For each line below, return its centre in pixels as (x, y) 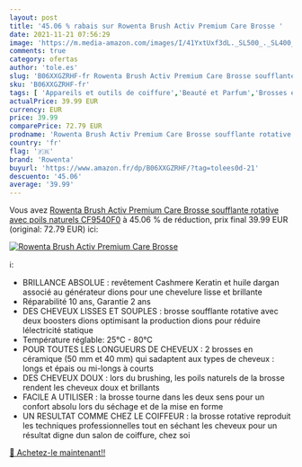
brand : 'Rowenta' (42, 159)
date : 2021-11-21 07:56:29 (60, 34)
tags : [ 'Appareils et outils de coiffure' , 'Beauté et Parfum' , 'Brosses (148, 93)
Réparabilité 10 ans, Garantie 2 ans (86, 302)
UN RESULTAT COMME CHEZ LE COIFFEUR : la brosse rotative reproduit (156, 416)
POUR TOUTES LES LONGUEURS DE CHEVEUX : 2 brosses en (138, 349)
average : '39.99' (42, 185)
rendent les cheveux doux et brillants (91, 388)
